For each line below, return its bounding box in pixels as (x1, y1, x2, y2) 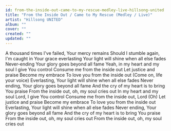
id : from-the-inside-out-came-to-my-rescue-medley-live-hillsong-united (5, 7, 164, 13)
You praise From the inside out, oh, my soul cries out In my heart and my (5, 88, 159, 94)
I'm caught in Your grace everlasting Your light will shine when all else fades (5, 55, 166, 61)
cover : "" (5, 27, 27, 32)
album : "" (5, 21, 27, 27)
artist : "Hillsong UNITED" (5, 17, 63, 22)
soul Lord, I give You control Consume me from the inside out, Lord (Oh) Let (5, 93, 166, 100)
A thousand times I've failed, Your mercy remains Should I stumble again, (5, 50, 160, 56)
